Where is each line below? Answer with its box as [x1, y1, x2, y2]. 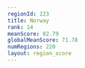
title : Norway [7, 17, 50, 24]
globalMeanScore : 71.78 [7, 37, 79, 44]
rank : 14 [7, 23, 34, 30]
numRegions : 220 [7, 43, 56, 50]
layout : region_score [7, 50, 72, 57]
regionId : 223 [7, 10, 50, 18]
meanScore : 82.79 [7, 30, 59, 38]
